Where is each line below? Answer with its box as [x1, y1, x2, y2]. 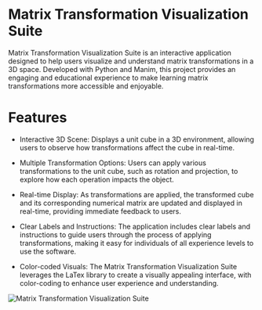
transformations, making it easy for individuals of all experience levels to [19, 238, 254, 247]
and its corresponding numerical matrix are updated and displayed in [19, 198, 243, 207]
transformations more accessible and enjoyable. [8, 81, 164, 91]
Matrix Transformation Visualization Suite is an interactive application [8, 48, 231, 57]
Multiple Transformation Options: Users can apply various [19, 158, 206, 168]
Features [8, 109, 67, 127]
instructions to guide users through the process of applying [19, 229, 212, 240]
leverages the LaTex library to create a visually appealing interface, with [19, 270, 252, 279]
